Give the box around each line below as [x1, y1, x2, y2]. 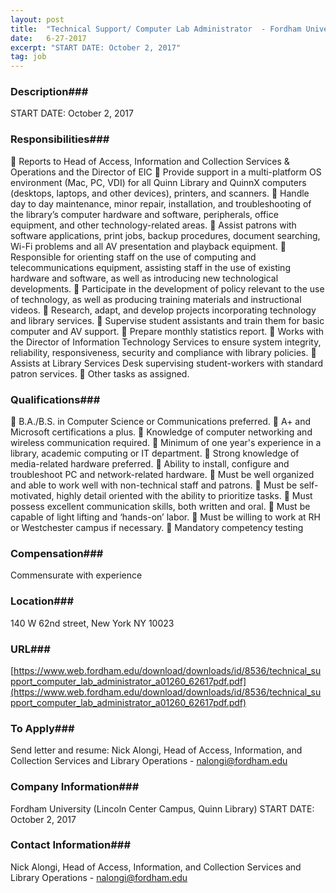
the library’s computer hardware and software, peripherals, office [10, 208, 279, 220]
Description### [10, 85, 89, 99]
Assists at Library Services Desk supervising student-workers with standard [10, 357, 324, 369]
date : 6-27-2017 [10, 33, 87, 43]
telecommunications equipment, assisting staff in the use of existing [10, 261, 291, 273]
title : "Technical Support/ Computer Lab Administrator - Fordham [10, 24, 302, 34]
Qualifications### [10, 392, 101, 406]
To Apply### [10, 721, 75, 735]
